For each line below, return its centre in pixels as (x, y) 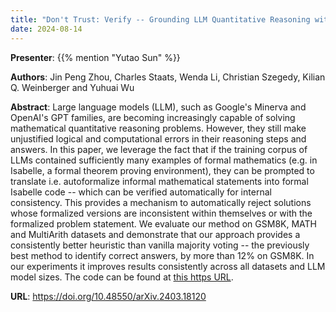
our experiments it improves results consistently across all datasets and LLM (168, 266)
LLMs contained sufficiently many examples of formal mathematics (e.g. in (164, 160)
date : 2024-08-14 (46, 29)
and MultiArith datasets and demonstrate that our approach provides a (155, 234)
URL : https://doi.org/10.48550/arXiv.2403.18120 (108, 296)
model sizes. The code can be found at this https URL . (122, 277)
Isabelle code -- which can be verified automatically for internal (141, 192)
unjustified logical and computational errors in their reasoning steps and (158, 138)
